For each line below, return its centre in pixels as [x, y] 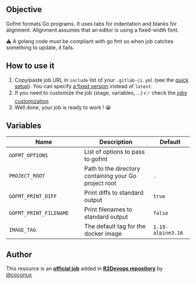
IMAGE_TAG [22, 230]
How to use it [30, 66]
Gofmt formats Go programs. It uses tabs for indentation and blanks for [91, 23]
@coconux [19, 275]
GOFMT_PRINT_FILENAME [39, 213]
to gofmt [96, 159]
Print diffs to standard [114, 193]
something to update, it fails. [40, 47]
